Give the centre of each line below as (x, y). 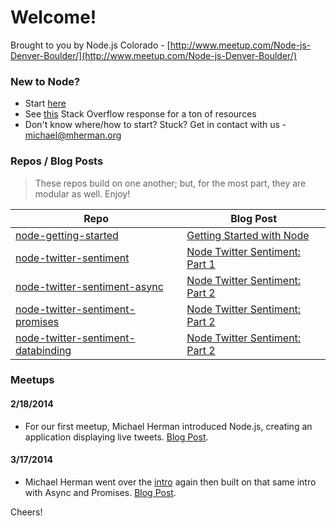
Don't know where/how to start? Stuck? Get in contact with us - (155, 125)
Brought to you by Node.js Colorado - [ (90, 45)
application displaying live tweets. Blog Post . (116, 437)
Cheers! (26, 512)
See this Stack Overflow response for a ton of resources (140, 114)
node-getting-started (67, 235)
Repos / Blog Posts (57, 161)
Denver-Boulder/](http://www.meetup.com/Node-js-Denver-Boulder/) (154, 55)
